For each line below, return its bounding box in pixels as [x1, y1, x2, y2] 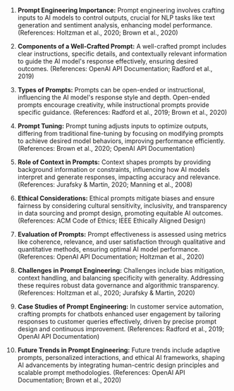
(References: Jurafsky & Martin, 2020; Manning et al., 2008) [17, 180, 193, 189]
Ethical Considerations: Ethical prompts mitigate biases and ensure [17, 194, 215, 202]
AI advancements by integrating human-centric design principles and [17, 361, 219, 369]
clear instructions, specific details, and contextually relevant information [17, 49, 228, 58]
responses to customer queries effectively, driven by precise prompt [17, 317, 217, 325]
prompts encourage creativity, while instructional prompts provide [17, 101, 209, 108]
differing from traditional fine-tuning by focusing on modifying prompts [17, 130, 224, 137]
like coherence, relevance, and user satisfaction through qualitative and [17, 237, 226, 246]
